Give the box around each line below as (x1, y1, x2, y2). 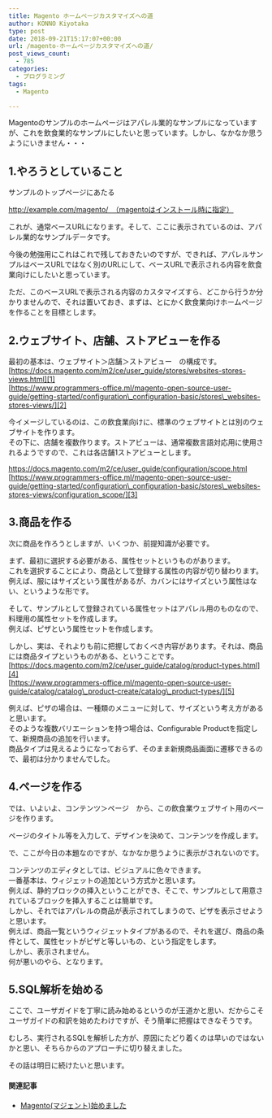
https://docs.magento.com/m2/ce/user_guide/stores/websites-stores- (11, 366, 246, 375)
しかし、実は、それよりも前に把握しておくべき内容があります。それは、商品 (8, 641, 264, 650)
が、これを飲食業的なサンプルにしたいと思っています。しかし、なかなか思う (8, 128, 264, 138)
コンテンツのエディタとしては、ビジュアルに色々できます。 (8, 865, 205, 875)
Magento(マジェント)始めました (19, 1100, 127, 1110)
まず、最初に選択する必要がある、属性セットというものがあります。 (8, 555, 235, 565)
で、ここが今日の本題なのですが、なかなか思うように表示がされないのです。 (8, 847, 264, 858)
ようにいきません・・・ (8, 138, 87, 148)
